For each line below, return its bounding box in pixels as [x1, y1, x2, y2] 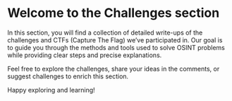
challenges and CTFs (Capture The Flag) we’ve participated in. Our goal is [7, 35, 223, 44]
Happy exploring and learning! [7, 85, 95, 94]
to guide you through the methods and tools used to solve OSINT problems [7, 43, 226, 52]
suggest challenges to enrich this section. [7, 72, 129, 81]
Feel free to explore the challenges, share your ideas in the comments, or [7, 64, 220, 73]
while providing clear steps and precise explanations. [7, 51, 162, 59]
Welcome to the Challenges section [7, 5, 220, 21]
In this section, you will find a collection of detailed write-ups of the [7, 28, 203, 37]
